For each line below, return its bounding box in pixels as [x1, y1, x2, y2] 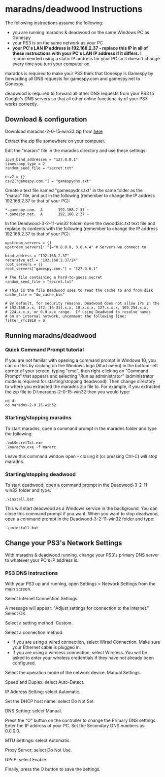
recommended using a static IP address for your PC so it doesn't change [12, 55, 160, 61]
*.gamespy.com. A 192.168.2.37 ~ [5, 207, 90, 212]
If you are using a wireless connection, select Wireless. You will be [12, 650, 148, 656]
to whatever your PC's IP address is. [5, 557, 79, 563]
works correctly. [5, 101, 38, 107]
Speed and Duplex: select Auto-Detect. [5, 679, 85, 685]
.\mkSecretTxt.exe [5, 440, 43, 445]
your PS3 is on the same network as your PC [12, 39, 103, 45]
